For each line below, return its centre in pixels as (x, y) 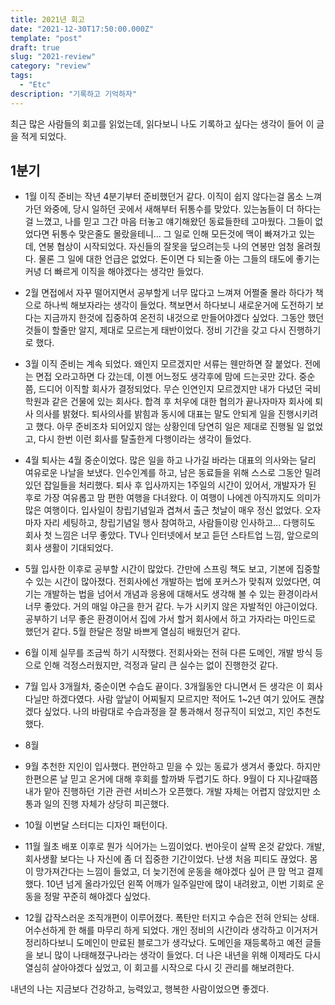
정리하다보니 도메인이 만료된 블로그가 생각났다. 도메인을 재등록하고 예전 (163, 943)
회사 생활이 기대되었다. (69, 548)
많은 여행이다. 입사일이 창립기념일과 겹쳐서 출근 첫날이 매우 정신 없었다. (163, 510)
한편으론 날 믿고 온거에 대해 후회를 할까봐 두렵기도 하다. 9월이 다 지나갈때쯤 (171, 779)
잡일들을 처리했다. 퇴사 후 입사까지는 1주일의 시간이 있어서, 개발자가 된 (180, 485)
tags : (21, 76)
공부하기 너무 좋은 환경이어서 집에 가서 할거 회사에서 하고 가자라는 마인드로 (170, 619)
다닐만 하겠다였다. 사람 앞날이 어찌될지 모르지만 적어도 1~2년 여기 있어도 (165, 699)
